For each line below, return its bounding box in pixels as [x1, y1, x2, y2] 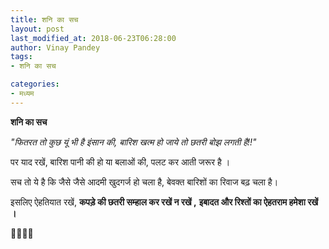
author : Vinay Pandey [10, 42, 101, 53]
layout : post [10, 24, 65, 34]
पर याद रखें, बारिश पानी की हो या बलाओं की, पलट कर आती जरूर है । [10, 156, 231, 168]
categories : [10, 79, 60, 90]
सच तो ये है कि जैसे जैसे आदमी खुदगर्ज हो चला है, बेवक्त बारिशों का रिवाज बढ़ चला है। [10, 176, 279, 188]
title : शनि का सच [10, 14, 79, 25]
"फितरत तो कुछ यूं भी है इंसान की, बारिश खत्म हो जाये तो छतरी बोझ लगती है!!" [10, 136, 257, 148]
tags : [10, 52, 33, 62]
